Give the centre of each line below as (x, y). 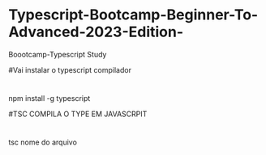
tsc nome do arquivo (43, 142)
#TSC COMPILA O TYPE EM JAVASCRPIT (78, 114)
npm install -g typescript (49, 98)
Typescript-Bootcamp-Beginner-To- (133, 15)
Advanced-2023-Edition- (96, 32)
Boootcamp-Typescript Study (58, 54)
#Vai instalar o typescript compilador (70, 69)
